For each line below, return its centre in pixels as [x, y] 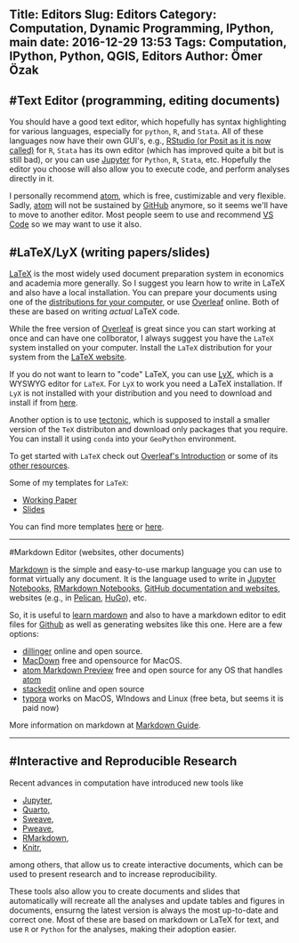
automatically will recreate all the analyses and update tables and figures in [147, 900]
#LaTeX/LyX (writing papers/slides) [110, 252]
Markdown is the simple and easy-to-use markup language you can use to [145, 569]
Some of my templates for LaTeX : [69, 483]
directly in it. [32, 179]
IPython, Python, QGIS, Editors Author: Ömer [136, 56]
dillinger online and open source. [82, 651]
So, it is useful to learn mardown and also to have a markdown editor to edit [148, 615]
